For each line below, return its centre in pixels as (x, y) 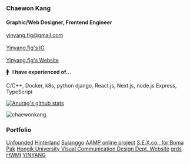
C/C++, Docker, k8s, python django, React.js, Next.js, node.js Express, (91, 86)
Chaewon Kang (29, 8)
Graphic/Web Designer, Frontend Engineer (59, 22)
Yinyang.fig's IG (26, 48)
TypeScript (19, 92)
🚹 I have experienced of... (39, 72)
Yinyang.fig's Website (33, 61)
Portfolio (19, 130)
